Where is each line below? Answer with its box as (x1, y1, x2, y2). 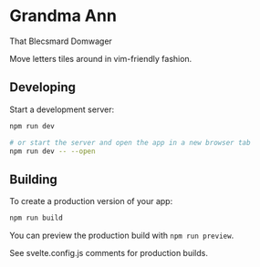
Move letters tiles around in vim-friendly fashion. (9, 53, 192, 64)
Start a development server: (9, 104, 115, 115)
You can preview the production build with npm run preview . (9, 230, 234, 241)
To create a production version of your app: (9, 196, 173, 207)
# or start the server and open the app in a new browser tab (9, 138, 251, 147)
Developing (9, 79, 76, 96)
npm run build (9, 213, 64, 223)
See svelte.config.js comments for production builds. (9, 248, 208, 259)
